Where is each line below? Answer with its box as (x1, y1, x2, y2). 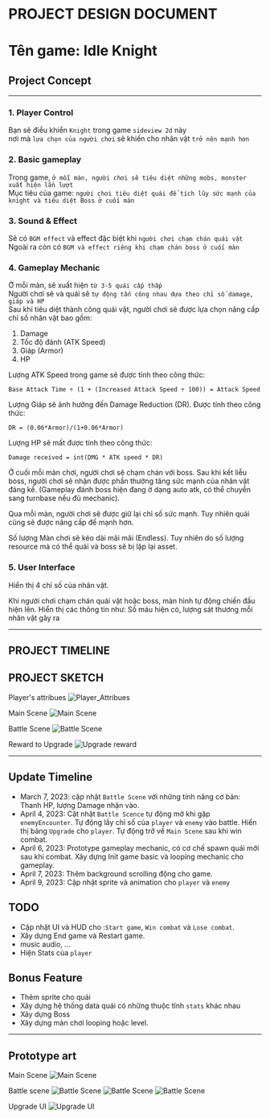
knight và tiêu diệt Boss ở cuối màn (8, 197, 135, 205)
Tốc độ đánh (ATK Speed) (19, 338, 106, 347)
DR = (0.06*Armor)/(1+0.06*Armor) (8, 424, 125, 432)
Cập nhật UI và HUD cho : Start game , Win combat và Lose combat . (19, 922, 235, 931)
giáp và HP (8, 297, 45, 306)
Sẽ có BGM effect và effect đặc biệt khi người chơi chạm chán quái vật (8, 234, 243, 243)
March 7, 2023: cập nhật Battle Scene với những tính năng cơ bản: (19, 791, 241, 802)
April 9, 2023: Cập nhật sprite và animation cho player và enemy (19, 877, 231, 887)
